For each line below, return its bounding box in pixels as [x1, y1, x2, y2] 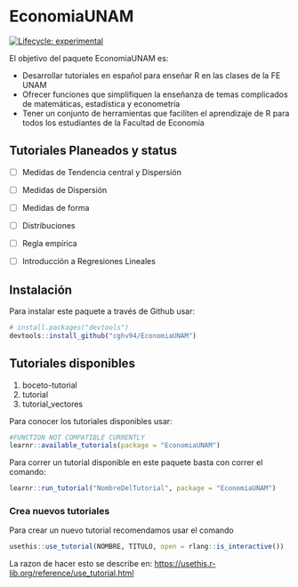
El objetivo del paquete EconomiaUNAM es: [9, 52, 169, 63]
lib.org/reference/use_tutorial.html [9, 567, 134, 579]
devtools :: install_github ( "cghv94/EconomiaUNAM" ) [9, 331, 197, 340]
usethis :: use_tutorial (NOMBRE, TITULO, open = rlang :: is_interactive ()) [9, 543, 285, 551]
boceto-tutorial [21, 380, 77, 390]
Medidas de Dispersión [21, 184, 108, 195]
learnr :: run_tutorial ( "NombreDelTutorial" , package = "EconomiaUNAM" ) [9, 484, 277, 493]
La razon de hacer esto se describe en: [9, 559, 153, 569]
